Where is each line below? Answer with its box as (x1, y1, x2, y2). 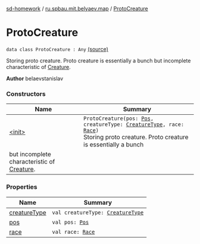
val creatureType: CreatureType (52, 209, 144, 216)
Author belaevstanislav (6, 74, 64, 82)
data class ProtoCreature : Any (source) (6, 45, 109, 52)
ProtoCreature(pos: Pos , (83, 115, 154, 122)
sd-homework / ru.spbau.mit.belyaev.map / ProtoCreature (6, 5, 148, 12)
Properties (6, 183, 37, 191)
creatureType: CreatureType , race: (83, 121, 185, 128)
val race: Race (52, 229, 95, 235)
